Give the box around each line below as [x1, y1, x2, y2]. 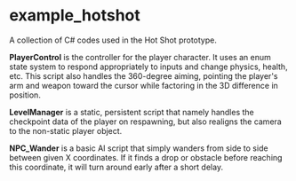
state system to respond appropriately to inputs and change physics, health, [9, 61, 288, 72]
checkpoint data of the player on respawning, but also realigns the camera [9, 116, 282, 127]
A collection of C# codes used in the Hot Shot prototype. [9, 35, 218, 45]
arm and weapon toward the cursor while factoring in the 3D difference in [9, 80, 278, 90]
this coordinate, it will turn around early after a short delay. [9, 161, 224, 172]
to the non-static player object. [9, 125, 123, 136]
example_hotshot [9, 5, 140, 26]
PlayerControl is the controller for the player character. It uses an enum [9, 51, 271, 62]
